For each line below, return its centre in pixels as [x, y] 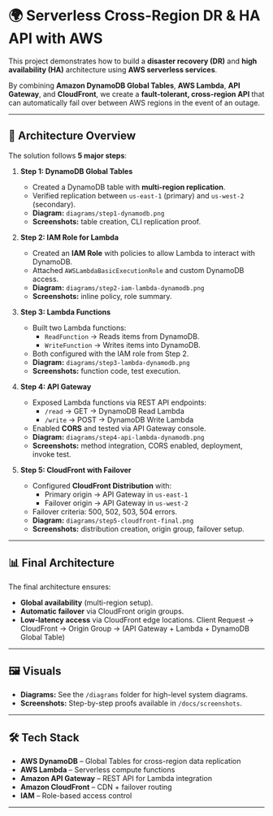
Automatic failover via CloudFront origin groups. [102, 611]
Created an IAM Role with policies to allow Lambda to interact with [144, 253]
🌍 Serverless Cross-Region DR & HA [134, 16]
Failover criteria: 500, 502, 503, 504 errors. [104, 511]
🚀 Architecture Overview [72, 136]
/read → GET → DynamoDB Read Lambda [115, 410]
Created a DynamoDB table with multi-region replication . [129, 187]
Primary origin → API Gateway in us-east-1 [116, 494]
